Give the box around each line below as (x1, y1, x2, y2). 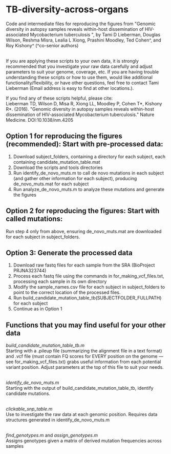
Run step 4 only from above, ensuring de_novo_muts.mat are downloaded (6, 228, 162, 234)
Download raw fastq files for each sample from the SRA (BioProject (13, 262, 155, 268)
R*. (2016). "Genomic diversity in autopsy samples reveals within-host (6, 106, 154, 112)
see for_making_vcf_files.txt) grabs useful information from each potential (6, 358, 161, 365)
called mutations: (6, 215, 63, 223)
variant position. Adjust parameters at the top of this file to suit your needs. (6, 364, 164, 370)
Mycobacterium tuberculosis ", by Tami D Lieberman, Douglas (30, 31, 161, 37)
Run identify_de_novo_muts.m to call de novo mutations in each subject (13, 169, 164, 176)
